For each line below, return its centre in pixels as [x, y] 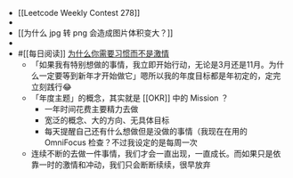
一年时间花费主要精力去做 [91, 109]
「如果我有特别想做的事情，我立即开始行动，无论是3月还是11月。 [150, 65]
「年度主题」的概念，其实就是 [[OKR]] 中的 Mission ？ [130, 98]
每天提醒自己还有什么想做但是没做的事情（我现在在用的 [146, 131]
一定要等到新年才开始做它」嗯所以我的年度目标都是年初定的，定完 [160, 76]
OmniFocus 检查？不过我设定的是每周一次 [121, 142]
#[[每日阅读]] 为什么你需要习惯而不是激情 [94, 53]
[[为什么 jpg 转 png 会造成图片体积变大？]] [95, 33]
